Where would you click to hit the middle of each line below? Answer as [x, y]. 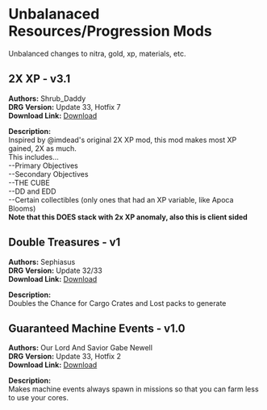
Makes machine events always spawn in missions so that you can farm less [134, 389]
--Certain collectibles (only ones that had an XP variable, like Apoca [121, 199]
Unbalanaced [54, 14]
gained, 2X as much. [42, 148]
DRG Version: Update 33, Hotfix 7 [65, 107]
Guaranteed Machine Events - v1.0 [97, 328]
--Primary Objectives [43, 165]
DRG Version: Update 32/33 [55, 270]
